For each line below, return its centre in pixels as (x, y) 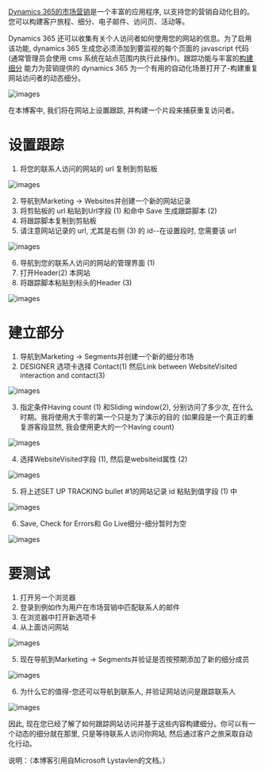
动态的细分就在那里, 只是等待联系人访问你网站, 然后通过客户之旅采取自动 (133, 733)
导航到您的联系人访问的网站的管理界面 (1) (87, 262)
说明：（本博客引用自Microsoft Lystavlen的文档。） (89, 760)
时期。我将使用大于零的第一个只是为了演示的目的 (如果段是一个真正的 (133, 417)
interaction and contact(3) (62, 375)
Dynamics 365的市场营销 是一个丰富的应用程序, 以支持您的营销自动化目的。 (131, 11)
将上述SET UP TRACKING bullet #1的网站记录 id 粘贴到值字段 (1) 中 (129, 491)
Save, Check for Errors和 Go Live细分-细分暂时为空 (103, 523)
